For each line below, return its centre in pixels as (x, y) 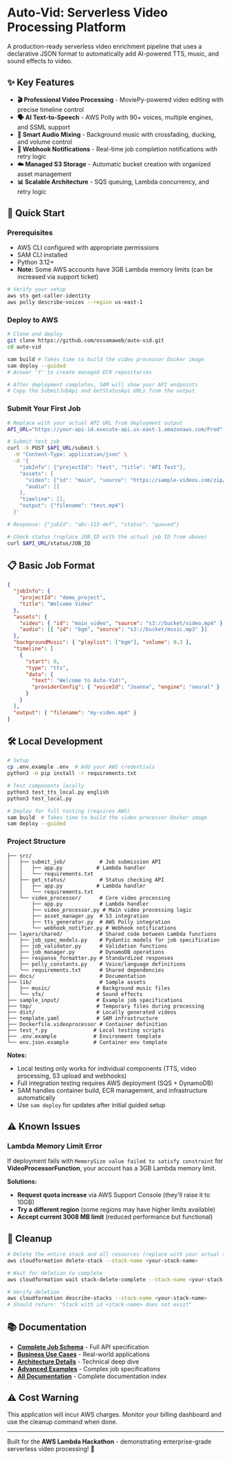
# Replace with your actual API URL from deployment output (95, 423)
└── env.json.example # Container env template (87, 1042)
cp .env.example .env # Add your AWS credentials (81, 767)
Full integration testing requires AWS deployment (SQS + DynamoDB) (115, 1083)
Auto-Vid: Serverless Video (88, 13)
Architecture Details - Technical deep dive (78, 1362)
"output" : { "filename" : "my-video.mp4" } (75, 712)
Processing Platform (67, 27)
